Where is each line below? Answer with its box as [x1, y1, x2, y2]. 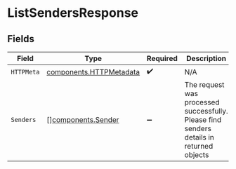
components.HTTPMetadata [46, 67, 140, 76]
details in [184, 133, 214, 142]
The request [184, 80, 225, 89]
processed [184, 97, 220, 107]
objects [184, 150, 209, 159]
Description [185, 54, 227, 63]
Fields [7, 33, 35, 45]
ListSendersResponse [7, 5, 139, 21]
